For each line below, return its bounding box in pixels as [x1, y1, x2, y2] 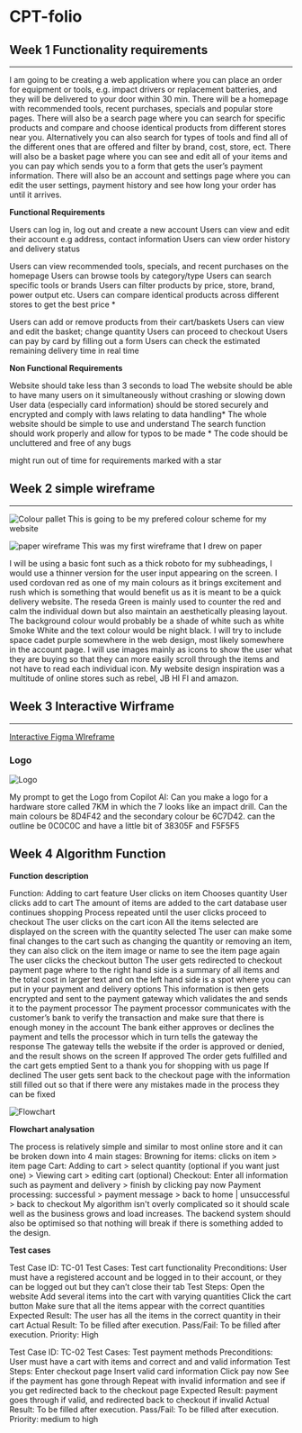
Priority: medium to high [9, 1413, 99, 1424]
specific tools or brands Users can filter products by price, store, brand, [9, 280, 276, 290]
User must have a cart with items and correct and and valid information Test [9, 1356, 290, 1366]
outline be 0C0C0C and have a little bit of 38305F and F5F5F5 [9, 820, 240, 830]
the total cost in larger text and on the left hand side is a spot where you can [9, 974, 291, 984]
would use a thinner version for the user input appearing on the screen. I [9, 567, 278, 578]
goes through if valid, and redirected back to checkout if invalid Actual [9, 1394, 270, 1405]
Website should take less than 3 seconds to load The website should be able [9, 380, 293, 391]
